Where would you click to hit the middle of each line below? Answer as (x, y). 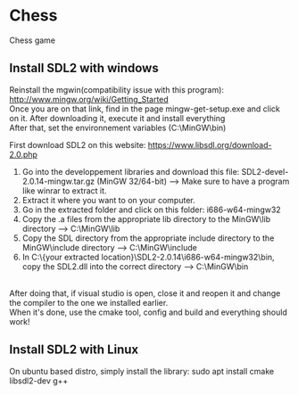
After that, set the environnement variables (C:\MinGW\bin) (118, 128)
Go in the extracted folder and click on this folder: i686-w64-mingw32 (151, 210)
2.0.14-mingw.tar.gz (58, 181)
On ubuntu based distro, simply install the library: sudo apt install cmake (142, 371)
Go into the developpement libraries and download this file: (131, 171)
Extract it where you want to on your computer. (109, 200)
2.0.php (24, 154)
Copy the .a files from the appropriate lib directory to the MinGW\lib (146, 218)
